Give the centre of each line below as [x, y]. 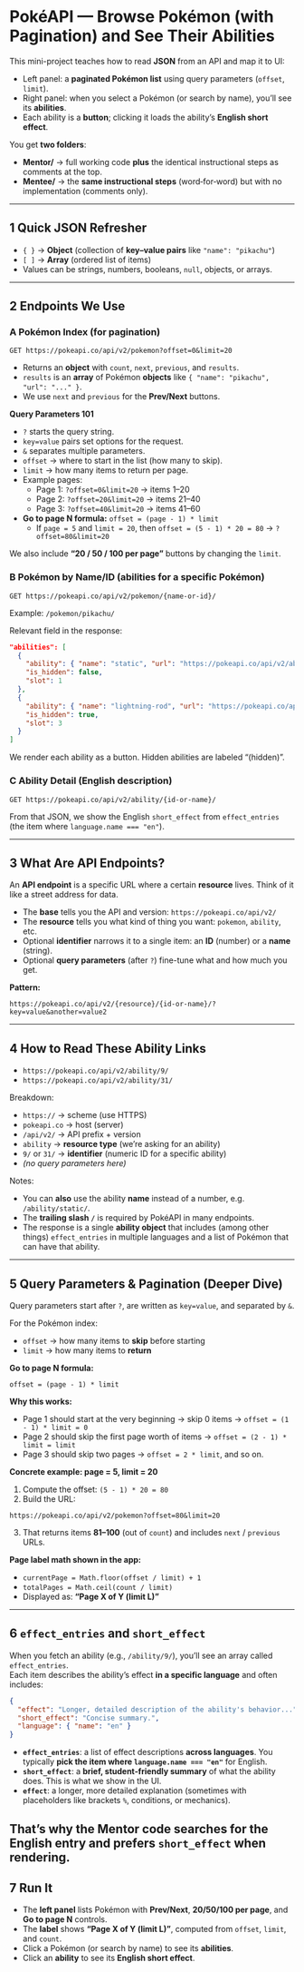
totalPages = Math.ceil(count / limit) [98, 1587]
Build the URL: [49, 1498]
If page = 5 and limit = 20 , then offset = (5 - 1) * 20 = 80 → [155, 528]
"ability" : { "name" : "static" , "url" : [101, 664]
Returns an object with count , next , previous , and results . [131, 368]
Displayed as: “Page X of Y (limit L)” [91, 1596]
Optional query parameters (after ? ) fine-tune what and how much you [155, 960]
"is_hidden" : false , [64, 672]
